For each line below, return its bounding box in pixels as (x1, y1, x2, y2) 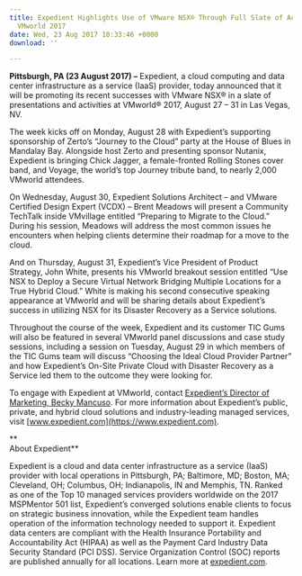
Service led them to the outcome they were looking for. (9, 370, 213, 381)
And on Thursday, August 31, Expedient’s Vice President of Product (9, 257, 259, 268)
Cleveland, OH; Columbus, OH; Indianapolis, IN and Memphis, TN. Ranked (9, 480, 283, 490)
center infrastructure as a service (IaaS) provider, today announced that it (9, 80, 281, 91)
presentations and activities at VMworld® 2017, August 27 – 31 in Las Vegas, (9, 100, 290, 111)
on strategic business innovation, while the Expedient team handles (9, 508, 259, 519)
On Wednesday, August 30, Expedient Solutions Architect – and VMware (9, 192, 278, 202)
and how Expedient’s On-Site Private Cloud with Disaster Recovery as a (9, 361, 274, 372)
